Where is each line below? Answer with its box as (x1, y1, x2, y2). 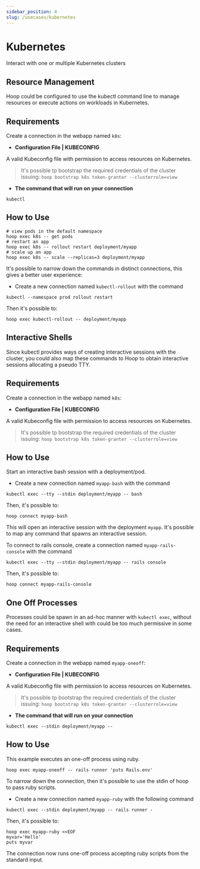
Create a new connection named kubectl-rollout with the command (14, 283, 183, 290)
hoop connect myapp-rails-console (6, 582, 92, 587)
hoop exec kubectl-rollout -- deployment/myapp (6, 316, 127, 322)
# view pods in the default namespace (6, 228, 102, 234)
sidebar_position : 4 (6, 8, 58, 15)
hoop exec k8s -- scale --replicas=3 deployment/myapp (6, 254, 145, 260)
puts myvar (6, 839, 33, 845)
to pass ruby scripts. (6, 784, 57, 791)
